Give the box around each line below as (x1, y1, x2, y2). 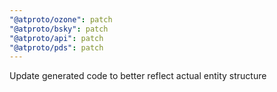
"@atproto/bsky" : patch (9, 24, 109, 34)
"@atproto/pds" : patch (9, 42, 104, 53)
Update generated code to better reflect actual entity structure (9, 70, 267, 82)
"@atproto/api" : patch (9, 33, 104, 43)
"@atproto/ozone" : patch (9, 14, 113, 25)
